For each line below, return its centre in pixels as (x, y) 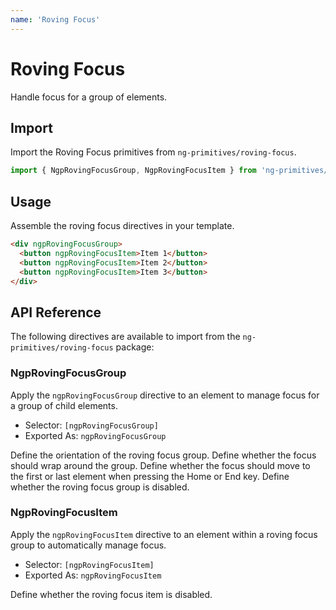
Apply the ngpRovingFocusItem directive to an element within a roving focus (164, 534)
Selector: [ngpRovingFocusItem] (89, 564)
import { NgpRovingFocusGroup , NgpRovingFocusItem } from (133, 171)
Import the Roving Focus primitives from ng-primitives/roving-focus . (153, 152)
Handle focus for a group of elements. (89, 97)
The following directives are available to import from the (125, 337)
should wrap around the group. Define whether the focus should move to (160, 465)
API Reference (56, 312)
